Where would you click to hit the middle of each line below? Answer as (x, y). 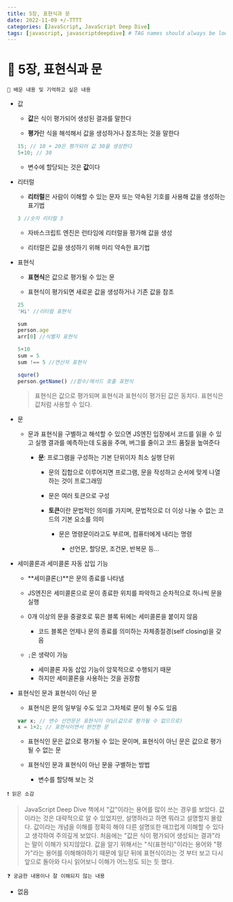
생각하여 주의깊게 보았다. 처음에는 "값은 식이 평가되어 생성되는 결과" (123, 836)
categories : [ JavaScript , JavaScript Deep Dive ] (79, 26)
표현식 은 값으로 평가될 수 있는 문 (71, 277)
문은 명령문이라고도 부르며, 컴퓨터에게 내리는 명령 (126, 533)
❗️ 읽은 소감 (21, 794)
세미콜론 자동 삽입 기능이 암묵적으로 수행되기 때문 (105, 669)
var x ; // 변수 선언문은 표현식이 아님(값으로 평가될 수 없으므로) (100, 720)
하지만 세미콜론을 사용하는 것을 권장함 (89, 678)
